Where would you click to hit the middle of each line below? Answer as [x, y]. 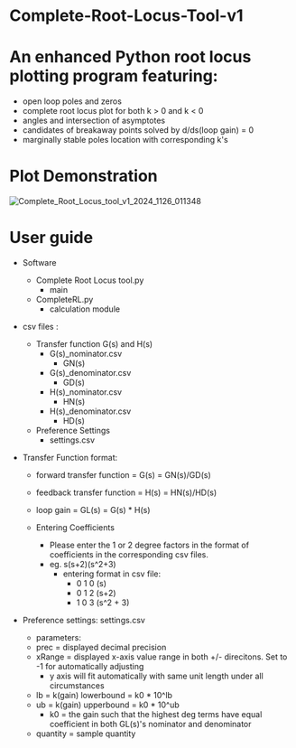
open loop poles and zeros [72, 101]
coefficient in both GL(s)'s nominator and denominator [150, 724]
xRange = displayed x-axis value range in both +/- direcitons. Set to [162, 657]
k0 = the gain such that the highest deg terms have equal [156, 714]
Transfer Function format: [70, 458]
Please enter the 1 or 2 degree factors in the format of [149, 545]
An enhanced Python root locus [130, 57]
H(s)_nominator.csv [86, 392]
